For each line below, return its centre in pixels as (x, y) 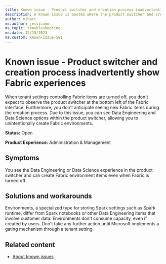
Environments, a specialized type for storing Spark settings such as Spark (80, 208)
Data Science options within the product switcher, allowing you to (72, 118)
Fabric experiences (45, 83)
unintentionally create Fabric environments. (49, 123)
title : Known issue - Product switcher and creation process (69, 10)
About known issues (33, 257)
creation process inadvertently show (82, 73)
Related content (30, 244)
